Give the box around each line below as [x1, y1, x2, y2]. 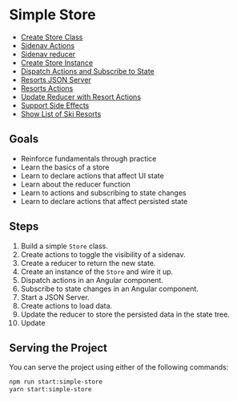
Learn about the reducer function [20, 179, 131, 189]
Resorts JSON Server [20, 75, 91, 84]
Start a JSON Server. [20, 292, 90, 302]
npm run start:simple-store [9, 378, 103, 387]
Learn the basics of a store [20, 162, 110, 172]
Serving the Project [9, 341, 107, 354]
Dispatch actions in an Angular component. [20, 275, 163, 284]
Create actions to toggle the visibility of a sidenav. [20, 249, 187, 259]
